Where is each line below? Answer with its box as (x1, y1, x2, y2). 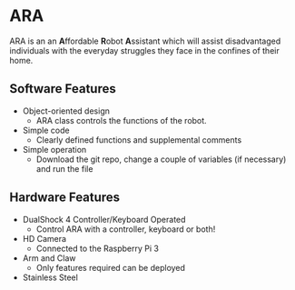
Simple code (22, 125, 70, 135)
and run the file (35, 163, 93, 174)
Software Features (9, 81, 116, 96)
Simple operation (22, 144, 87, 155)
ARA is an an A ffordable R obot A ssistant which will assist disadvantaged (9, 35, 281, 46)
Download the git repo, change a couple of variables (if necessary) (35, 154, 287, 165)
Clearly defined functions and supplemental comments (35, 134, 242, 145)
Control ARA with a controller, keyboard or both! (35, 224, 216, 235)
